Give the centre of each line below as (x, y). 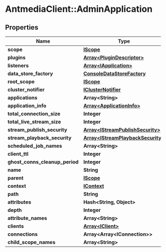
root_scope (21, 82)
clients (16, 226)
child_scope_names (32, 242)
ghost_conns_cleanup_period (43, 162)
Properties (22, 27)
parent (16, 178)
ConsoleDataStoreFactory (115, 74)
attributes (19, 202)
